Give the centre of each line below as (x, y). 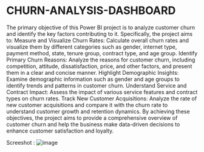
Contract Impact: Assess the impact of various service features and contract (102, 92)
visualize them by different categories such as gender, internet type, (92, 47)
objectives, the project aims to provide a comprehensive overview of (92, 118)
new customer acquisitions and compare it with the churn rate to (87, 105)
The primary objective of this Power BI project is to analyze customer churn (101, 27)
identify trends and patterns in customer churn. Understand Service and (97, 85)
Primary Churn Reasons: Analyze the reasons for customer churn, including (101, 60)
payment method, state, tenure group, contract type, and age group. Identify (102, 53)
